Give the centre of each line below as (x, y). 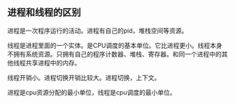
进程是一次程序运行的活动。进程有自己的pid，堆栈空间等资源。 (98, 31)
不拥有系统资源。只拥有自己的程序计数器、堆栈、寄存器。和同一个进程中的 (114, 54)
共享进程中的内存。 (53, 63)
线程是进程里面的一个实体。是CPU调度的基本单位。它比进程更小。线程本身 (115, 45)
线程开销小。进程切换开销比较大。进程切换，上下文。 (84, 77)
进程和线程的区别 (44, 13)
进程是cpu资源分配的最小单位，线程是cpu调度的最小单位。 (92, 92)
